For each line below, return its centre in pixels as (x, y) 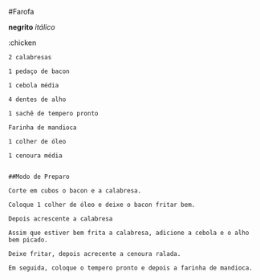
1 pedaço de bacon (39, 71)
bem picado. (28, 240)
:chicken (22, 43)
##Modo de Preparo (39, 177)
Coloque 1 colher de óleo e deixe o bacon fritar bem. (102, 205)
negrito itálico (32, 27)
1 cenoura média (35, 156)
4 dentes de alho (37, 99)
